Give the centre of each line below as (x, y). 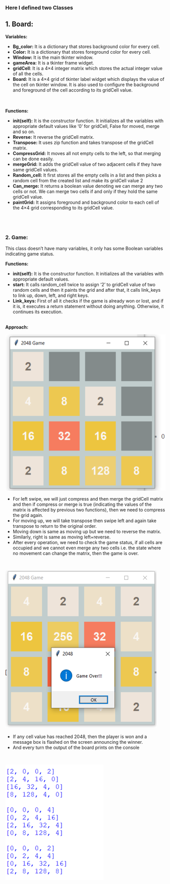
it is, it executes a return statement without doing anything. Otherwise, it (88, 307)
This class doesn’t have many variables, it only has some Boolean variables (84, 249)
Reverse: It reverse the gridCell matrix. (53, 137)
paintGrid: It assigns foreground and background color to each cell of (86, 202)
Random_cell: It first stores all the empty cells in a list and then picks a (87, 175)
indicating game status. (30, 254)
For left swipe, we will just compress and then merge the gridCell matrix (88, 499)
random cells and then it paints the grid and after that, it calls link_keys (87, 290)
